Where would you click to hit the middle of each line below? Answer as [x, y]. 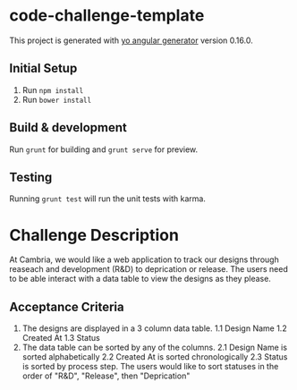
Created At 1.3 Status [61, 338]
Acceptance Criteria [67, 306]
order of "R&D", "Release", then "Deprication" [106, 376]
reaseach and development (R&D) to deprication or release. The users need [149, 269]
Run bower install [57, 99]
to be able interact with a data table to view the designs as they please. [140, 279]
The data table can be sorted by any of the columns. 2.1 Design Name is [155, 348]
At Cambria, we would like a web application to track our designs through [144, 259]
